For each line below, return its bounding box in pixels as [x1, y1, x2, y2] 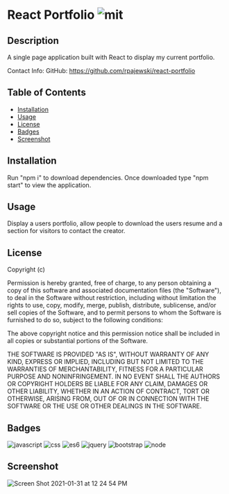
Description [7, 35, 59, 47]
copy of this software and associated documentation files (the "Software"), [7, 286, 222, 295]
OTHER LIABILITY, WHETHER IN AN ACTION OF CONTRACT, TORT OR [7, 387, 210, 396]
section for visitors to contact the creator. [7, 227, 126, 235]
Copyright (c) [7, 265, 45, 274]
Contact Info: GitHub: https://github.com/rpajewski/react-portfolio [7, 67, 196, 74]
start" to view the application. [7, 181, 92, 189]
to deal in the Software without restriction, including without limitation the [7, 294, 217, 302]
